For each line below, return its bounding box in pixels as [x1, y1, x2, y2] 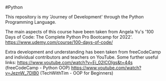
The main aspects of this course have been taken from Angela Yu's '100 [5, 29, 154, 34]
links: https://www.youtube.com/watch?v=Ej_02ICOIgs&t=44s [5, 60, 133, 65]
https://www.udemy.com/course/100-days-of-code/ [5, 39, 113, 45]
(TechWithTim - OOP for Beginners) [40, 70, 114, 76]
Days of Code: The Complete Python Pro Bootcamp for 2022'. [5, 34, 133, 40]
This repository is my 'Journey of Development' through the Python [5, 14, 144, 19]
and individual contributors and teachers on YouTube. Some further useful [5, 54, 158, 60]
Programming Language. [5, 19, 57, 25]
